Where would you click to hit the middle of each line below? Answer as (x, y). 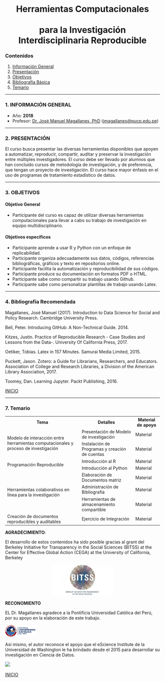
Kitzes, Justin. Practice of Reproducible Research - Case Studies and (75, 337)
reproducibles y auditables (34, 521)
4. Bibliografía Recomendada (40, 302)
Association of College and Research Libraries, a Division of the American (80, 366)
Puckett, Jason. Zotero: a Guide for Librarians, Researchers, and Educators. (82, 361)
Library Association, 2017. (31, 372)
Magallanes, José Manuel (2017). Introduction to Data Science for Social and (82, 312)
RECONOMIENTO (23, 603)
